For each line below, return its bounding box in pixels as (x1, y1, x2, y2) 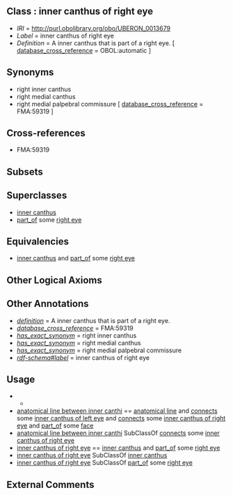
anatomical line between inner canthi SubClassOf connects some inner (16, 429, 220, 437)
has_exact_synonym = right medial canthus (16, 338, 141, 347)
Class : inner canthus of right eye (6, 6, 154, 17)
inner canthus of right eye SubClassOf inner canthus (16, 451, 168, 459)
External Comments (6, 478, 95, 490)
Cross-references (6, 127, 86, 139)
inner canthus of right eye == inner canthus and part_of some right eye (16, 443, 220, 452)
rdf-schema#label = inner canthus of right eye (16, 353, 150, 361)
